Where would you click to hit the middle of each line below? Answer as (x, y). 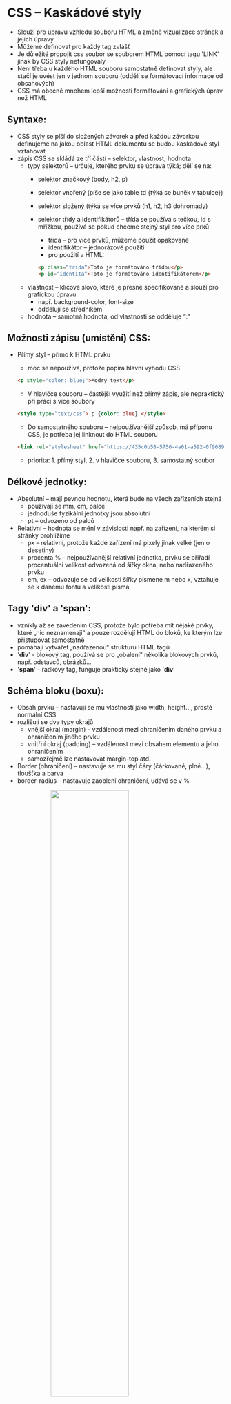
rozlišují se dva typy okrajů (55, 722)
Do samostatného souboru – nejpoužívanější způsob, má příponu (120, 427)
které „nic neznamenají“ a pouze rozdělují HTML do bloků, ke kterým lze (120, 632)
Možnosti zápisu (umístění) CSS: (79, 338)
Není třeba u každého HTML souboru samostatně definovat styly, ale (115, 68)
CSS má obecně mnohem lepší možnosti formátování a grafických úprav (120, 91)
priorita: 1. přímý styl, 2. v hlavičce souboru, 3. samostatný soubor (121, 460)
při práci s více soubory (61, 401)
